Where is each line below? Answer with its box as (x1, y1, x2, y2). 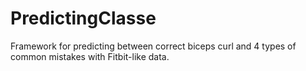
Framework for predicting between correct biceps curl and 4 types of (10, 40, 297, 52)
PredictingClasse (10, 7, 157, 30)
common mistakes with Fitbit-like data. (10, 50, 170, 62)
